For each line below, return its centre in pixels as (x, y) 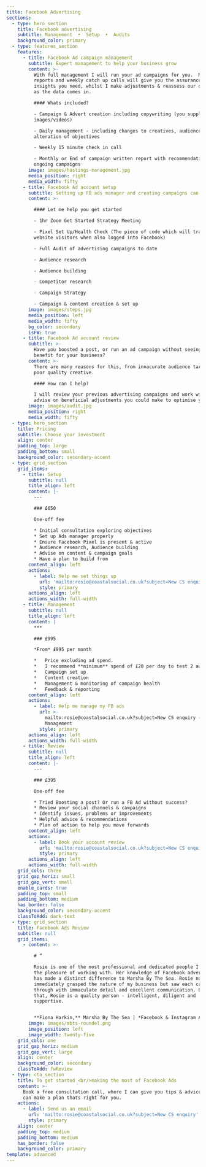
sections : (19, 18)
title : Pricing (37, 429)
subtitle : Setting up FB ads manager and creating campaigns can (114, 193)
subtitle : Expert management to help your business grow (102, 63)
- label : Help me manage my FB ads (79, 706)
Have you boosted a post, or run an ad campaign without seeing (117, 350)
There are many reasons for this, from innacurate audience (112, 367)
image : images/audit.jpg (60, 406)
